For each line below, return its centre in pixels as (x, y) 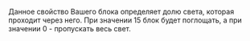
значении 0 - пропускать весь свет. (70, 29)
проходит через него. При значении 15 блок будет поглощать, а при (125, 20)
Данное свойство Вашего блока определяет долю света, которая (121, 12)
